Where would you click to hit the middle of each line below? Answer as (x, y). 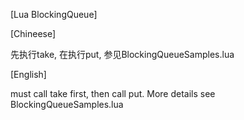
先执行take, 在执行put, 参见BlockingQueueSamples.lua (122, 54)
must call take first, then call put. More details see (113, 93)
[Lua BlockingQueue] (54, 14)
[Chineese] (33, 33)
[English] (28, 74)
